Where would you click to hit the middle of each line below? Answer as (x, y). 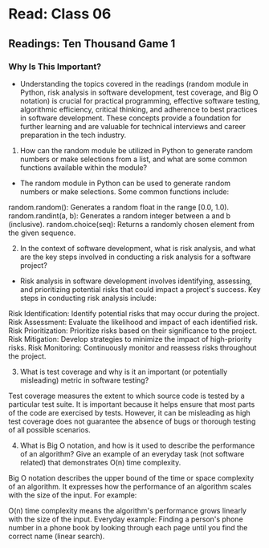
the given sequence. (42, 233)
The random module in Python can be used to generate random (125, 183)
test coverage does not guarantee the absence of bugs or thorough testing (132, 421)
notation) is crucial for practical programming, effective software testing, (140, 100)
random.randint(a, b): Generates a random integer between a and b (120, 215)
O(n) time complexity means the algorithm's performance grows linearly (128, 510)
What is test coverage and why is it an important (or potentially (124, 371)
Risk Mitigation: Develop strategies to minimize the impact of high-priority (130, 339)
